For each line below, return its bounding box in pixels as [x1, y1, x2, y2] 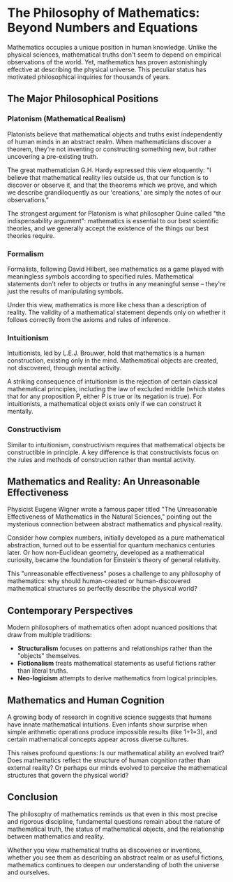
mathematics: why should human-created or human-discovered [7, 577, 190, 585]
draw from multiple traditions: [7, 631, 92, 639]
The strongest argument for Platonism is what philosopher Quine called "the [7, 209, 225, 218]
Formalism [7, 248, 44, 258]
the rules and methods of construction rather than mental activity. [7, 455, 196, 463]
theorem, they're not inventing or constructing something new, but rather [7, 145, 217, 153]
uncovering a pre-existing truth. [7, 152, 99, 160]
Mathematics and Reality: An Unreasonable [7, 475, 200, 487]
